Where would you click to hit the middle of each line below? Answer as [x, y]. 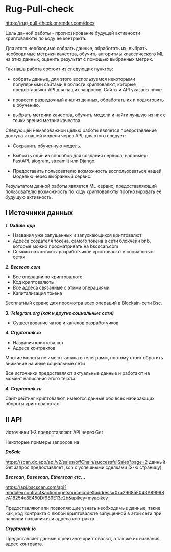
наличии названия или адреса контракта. [51, 518]
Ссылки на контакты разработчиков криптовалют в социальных [83, 251]
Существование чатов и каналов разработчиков [66, 323]
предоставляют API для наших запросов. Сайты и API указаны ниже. [88, 89]
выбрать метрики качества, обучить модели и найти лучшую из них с [89, 115]
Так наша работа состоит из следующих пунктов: [59, 69]
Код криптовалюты [33, 282]
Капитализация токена [37, 293]
